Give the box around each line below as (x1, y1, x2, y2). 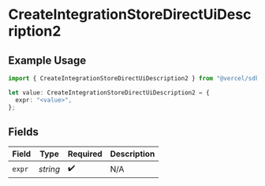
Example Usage (8, 54, 87, 67)
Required (67, 148, 103, 159)
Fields (8, 125, 39, 139)
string (38, 163, 61, 174)
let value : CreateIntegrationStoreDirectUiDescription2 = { (8, 88, 211, 96)
